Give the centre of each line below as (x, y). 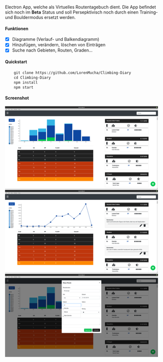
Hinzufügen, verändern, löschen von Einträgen (59, 45)
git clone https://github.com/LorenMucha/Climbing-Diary (73, 72)
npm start (24, 87)
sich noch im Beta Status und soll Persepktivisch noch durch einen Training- (81, 12)
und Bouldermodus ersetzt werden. (41, 17)
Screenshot (17, 98)
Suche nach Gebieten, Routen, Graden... (52, 50)
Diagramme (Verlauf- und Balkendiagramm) (56, 39)
